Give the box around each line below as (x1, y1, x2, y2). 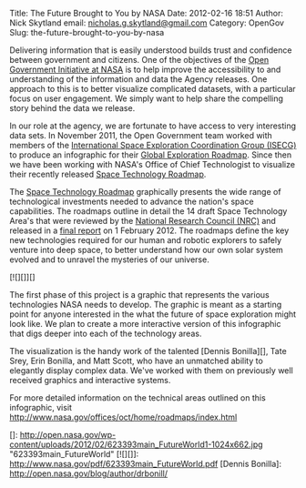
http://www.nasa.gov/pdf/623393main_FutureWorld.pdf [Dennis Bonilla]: (9, 459, 282, 469)
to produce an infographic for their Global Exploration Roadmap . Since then (9, 149, 292, 160)
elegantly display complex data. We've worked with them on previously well (9, 365, 293, 376)
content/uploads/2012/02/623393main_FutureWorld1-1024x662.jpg (9, 439, 263, 450)
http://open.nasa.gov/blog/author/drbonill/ (9, 468, 168, 479)
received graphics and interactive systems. (9, 375, 171, 385)
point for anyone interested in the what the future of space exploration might (9, 309, 297, 320)
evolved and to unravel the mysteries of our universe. (9, 254, 209, 265)
